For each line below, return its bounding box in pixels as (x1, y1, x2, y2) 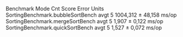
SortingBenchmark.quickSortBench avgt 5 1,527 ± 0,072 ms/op (5, 24, 162, 31)
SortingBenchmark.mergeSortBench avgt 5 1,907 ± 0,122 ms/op (5, 18, 164, 24)
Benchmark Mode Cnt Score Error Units (5, 5, 104, 12)
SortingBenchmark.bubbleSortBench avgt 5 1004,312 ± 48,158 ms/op (5, 11, 177, 18)
